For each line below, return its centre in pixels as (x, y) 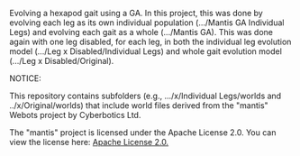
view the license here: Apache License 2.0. (89, 142)
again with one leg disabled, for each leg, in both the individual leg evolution (150, 41)
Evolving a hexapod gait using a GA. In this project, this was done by (136, 13)
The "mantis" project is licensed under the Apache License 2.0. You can (143, 133)
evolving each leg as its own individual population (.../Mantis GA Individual (147, 23)
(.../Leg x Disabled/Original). (62, 61)
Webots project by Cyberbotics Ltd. (75, 115)
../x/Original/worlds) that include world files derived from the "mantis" (139, 106)
